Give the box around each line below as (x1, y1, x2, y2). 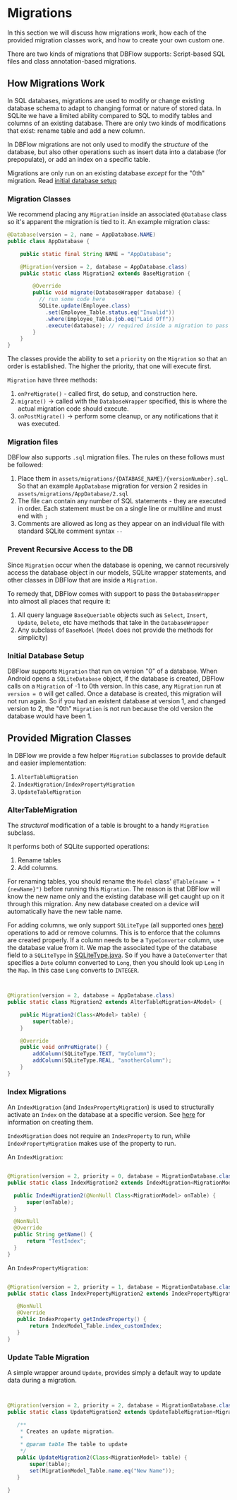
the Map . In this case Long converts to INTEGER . (7, 966, 140, 975)
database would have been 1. (7, 712, 92, 720)
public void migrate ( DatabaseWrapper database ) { (32, 289, 181, 296)
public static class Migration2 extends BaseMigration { (20, 270, 191, 277)
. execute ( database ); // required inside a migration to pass (44, 322, 229, 329)
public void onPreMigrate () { (20, 1044, 109, 1051)
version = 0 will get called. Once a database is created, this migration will (7, 689, 222, 698)
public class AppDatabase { (7, 238, 90, 245)
